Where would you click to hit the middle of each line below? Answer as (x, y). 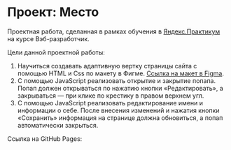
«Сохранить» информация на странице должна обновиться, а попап (120, 118)
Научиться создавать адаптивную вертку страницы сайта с (107, 66)
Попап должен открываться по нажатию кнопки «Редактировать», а (120, 88)
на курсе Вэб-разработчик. (48, 38)
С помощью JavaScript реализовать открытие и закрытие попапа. (117, 80)
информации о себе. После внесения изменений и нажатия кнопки (118, 110)
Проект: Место (53, 12)
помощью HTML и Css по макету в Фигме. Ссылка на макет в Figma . (120, 73)
